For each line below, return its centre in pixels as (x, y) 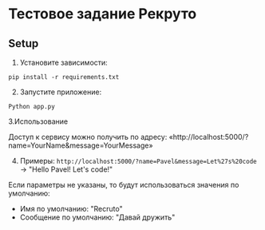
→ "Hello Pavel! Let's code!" (66, 169)
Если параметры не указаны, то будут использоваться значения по (124, 185)
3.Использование (38, 121)
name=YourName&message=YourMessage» (81, 145)
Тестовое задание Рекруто (103, 14)
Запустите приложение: (61, 92)
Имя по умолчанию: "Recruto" (71, 209)
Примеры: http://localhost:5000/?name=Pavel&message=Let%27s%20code (138, 161)
